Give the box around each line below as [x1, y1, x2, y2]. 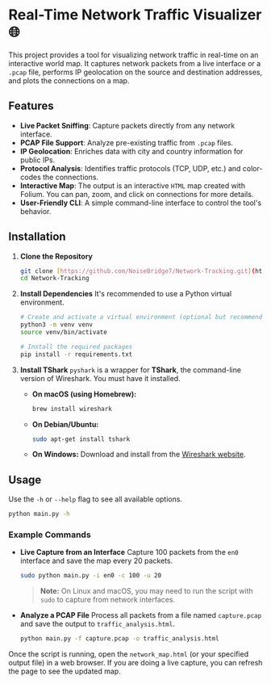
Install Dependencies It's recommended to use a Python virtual [19, 289, 232, 299]
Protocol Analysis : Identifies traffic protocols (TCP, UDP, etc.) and [19, 163, 241, 173]
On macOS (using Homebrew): [31, 389, 137, 399]
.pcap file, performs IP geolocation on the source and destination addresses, [8, 67, 263, 77]
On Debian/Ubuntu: [31, 419, 99, 429]
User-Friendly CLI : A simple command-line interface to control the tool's [19, 198, 262, 208]
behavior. [19, 206, 52, 216]
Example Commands [8, 529, 91, 540]
